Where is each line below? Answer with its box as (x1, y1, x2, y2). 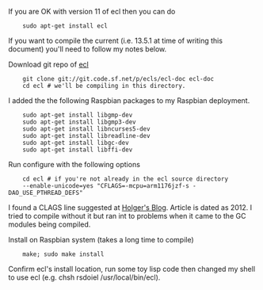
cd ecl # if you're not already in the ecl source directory (22, 175, 228, 183)
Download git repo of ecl (8, 59, 89, 69)
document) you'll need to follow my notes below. (8, 44, 167, 54)
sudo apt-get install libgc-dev (22, 139, 129, 147)
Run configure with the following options (8, 160, 141, 169)
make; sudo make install (22, 250, 105, 258)
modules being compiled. (8, 219, 91, 229)
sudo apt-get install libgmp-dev (22, 111, 133, 119)
